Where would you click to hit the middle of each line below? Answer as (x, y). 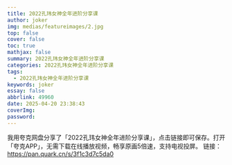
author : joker (28, 20)
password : (21, 116)
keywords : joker (30, 85)
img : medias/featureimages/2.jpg (55, 26)
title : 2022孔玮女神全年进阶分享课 (53, 14)
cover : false (26, 40)
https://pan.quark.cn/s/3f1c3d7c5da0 (61, 154)
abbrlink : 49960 (30, 98)
